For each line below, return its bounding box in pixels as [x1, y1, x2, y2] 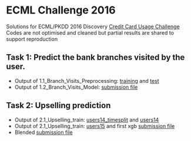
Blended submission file [14, 129, 73, 136]
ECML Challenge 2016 [6, 4, 116, 17]
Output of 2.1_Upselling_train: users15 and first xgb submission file [14, 122, 175, 129]
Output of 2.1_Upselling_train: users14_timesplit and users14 [14, 116, 159, 123]
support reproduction [6, 35, 58, 42]
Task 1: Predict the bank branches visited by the [6, 52, 185, 62]
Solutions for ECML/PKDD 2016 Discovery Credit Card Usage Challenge [6, 23, 180, 30]
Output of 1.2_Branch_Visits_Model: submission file [14, 83, 138, 90]
